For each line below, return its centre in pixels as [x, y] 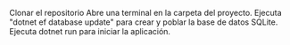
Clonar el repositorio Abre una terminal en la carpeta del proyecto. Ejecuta [146, 13]
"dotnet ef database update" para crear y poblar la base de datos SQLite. [144, 22]
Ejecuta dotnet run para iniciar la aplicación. [90, 31]
